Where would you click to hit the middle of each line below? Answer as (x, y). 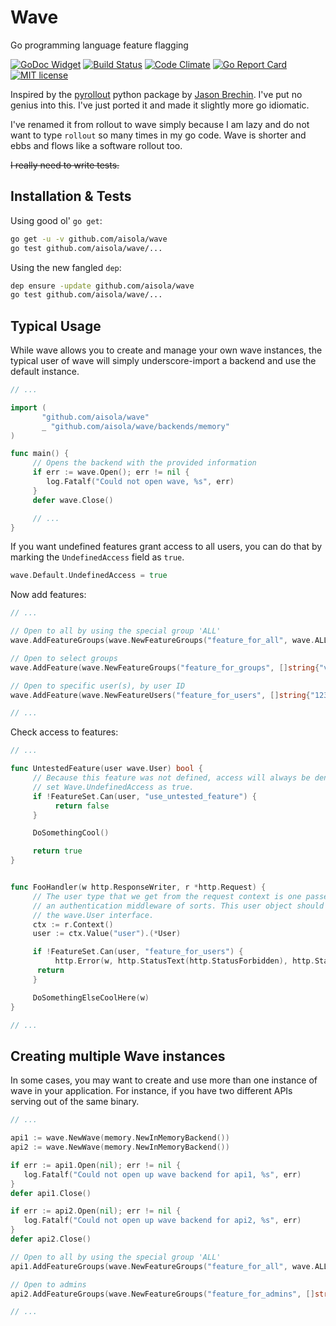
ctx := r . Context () (73, 924)
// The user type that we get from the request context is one (167, 896)
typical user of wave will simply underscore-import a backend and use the (163, 361)
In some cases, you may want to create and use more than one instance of (164, 1080)
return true (57, 851)
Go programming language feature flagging (99, 45)
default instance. (45, 372)
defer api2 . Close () (51, 1239)
